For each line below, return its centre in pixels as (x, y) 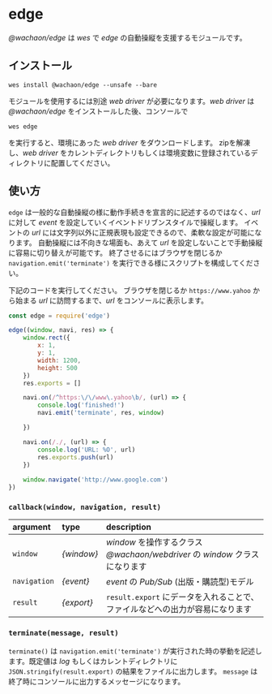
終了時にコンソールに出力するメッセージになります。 (97, 681)
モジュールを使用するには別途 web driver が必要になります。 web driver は (132, 101)
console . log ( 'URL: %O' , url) (87, 450)
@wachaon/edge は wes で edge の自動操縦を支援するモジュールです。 (127, 37)
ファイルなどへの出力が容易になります (179, 610)
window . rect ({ (47, 338)
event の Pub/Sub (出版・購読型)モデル (180, 582)
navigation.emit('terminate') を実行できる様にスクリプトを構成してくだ (131, 263)
